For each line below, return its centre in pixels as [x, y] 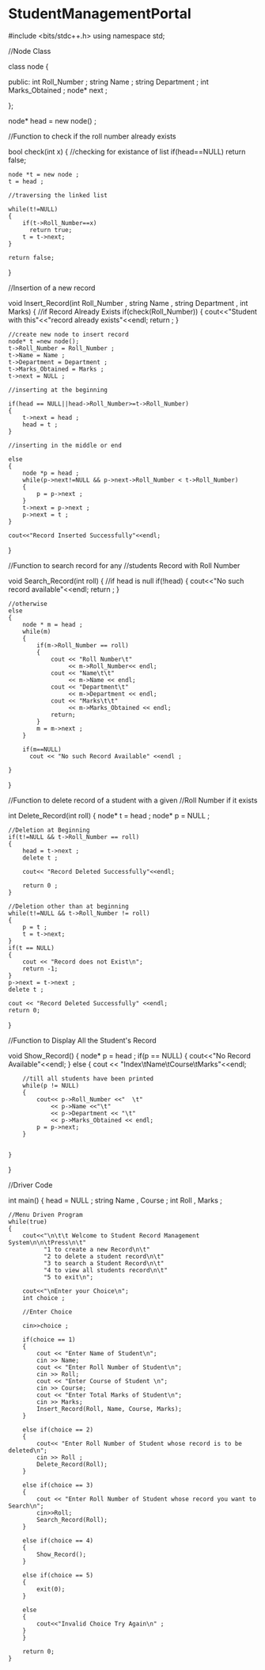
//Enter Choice [47, 1312]
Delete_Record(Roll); [72, 1464]
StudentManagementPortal [100, 14]
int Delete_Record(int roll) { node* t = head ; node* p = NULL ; [109, 815]
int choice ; [44, 1298]
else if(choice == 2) [58, 1430]
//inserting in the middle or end [65, 445]
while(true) [28, 1222]
